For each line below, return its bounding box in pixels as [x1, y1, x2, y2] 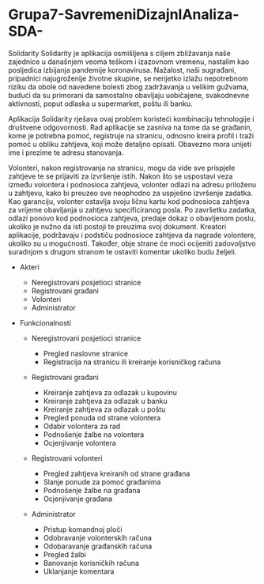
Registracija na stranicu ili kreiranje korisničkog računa [43, 357, 221, 367]
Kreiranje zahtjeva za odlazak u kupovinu [43, 387, 178, 397]
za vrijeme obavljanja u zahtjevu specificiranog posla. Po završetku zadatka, [8, 205, 257, 214]
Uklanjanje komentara [43, 567, 115, 576]
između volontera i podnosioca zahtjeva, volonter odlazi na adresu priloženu [8, 179, 257, 189]
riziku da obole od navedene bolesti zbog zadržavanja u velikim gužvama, [8, 81, 249, 92]
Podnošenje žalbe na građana [43, 485, 141, 495]
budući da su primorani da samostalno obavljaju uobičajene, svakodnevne [8, 90, 250, 100]
